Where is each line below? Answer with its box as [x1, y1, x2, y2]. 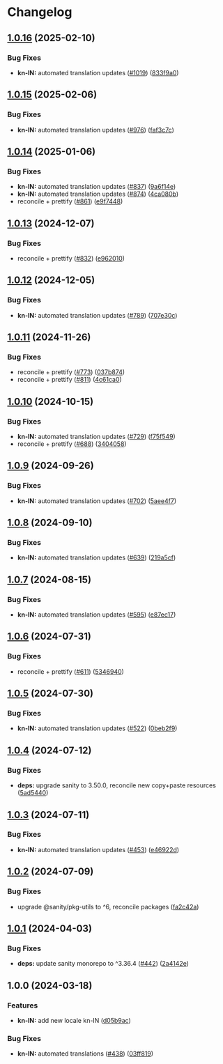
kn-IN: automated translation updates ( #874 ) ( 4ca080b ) [17, 190, 179, 199]
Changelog [7, 4, 72, 20]
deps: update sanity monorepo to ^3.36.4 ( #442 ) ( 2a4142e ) [17, 959, 190, 968]
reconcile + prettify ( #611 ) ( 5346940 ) [17, 667, 124, 676]
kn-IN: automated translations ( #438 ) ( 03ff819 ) [17, 1049, 154, 1058]
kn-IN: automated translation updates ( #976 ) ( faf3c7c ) [17, 125, 174, 134]
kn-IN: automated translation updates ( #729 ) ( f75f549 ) [17, 433, 176, 440]
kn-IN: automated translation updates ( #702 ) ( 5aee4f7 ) [17, 496, 177, 505]
